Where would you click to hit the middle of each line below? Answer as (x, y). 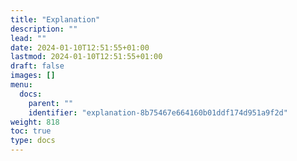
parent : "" (51, 103)
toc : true (31, 131)
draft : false (37, 66)
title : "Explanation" (55, 19)
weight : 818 (35, 122)
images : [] (33, 76)
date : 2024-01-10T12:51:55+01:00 (80, 47)
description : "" (44, 29)
